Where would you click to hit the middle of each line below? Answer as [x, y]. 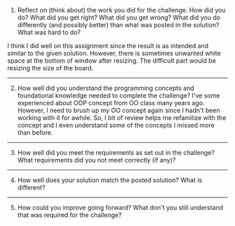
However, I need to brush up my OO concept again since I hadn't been [119, 110]
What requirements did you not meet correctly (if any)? [97, 160]
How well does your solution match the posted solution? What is [110, 180]
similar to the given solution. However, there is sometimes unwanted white [114, 53]
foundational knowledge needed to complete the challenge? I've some [119, 96]
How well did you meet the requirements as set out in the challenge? [116, 152]
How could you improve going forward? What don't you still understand [120, 208]
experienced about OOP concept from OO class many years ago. [111, 103]
